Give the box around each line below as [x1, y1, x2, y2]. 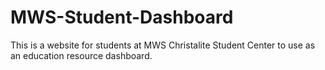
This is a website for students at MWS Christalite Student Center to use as [10, 39, 316, 51]
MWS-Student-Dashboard [10, 6, 234, 29]
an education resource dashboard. [10, 49, 153, 61]
